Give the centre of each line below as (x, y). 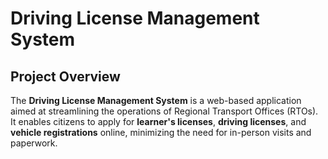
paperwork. (34, 143)
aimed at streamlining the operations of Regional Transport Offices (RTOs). (164, 111)
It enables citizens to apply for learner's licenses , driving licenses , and (158, 121)
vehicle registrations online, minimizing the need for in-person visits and (161, 132)
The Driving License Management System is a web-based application (156, 100)
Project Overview (65, 76)
